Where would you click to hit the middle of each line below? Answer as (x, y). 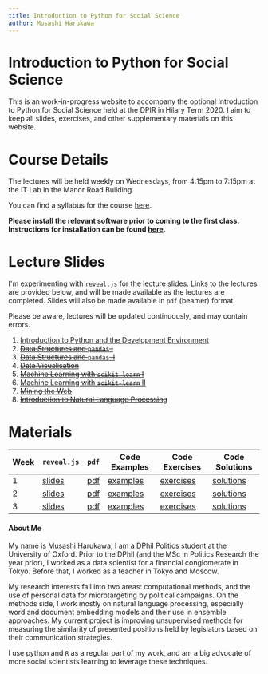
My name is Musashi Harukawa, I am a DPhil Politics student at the (118, 546)
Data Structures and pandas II (67, 357)
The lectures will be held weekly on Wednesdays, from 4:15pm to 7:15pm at (132, 181)
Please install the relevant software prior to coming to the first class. (124, 221)
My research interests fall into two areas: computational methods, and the (129, 587)
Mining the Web (46, 391)
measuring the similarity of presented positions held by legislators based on (133, 629)
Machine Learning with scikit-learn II (83, 383)
